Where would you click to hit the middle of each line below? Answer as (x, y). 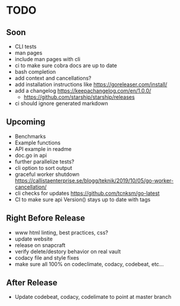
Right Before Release (46, 218)
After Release (32, 283)
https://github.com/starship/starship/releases (79, 97)
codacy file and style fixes (47, 258)
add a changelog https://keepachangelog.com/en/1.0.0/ (83, 91)
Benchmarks (30, 136)
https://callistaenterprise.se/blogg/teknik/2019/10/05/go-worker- (94, 180)
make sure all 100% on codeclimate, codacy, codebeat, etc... (89, 264)
